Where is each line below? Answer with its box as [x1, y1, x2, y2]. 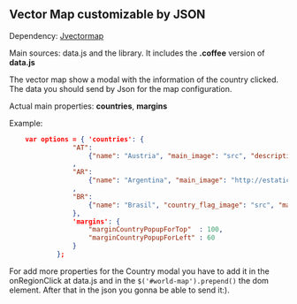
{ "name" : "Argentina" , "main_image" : [88, 176, 227, 185]
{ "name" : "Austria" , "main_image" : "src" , [88, 151, 247, 160]
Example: [9, 118, 43, 128]
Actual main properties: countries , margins [9, 101, 168, 111]
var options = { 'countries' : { [25, 134, 144, 144]
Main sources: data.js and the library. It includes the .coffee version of [9, 48, 265, 58]
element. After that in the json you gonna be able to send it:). [9, 285, 230, 295]
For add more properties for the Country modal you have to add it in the [9, 265, 270, 277]
